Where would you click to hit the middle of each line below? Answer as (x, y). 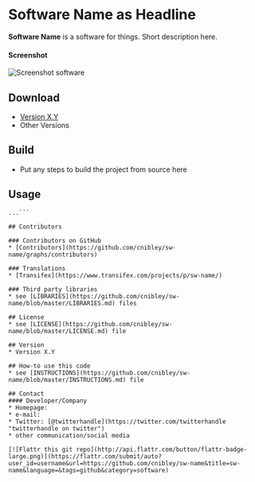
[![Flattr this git (41, 449)
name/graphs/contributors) (53, 255)
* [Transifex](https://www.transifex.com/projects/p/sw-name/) (116, 275)
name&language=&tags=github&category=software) (89, 470)
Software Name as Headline (102, 15)
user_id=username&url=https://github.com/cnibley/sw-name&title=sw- (124, 463)
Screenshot (28, 55)
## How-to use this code (49, 366)
